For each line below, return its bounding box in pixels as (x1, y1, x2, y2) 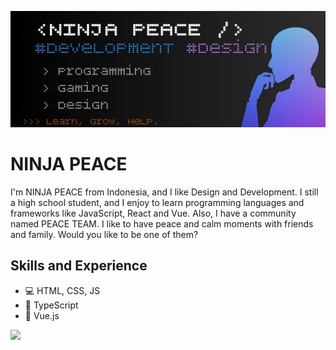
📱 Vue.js (24, 309, 60, 321)
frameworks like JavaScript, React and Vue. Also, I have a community (10, 207, 297, 219)
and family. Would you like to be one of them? (10, 228, 199, 240)
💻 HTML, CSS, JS (24, 284, 101, 296)
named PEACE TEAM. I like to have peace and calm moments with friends (10, 217, 314, 230)
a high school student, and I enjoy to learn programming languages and (10, 196, 305, 208)
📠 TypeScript (24, 299, 79, 311)
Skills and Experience (10, 257, 148, 275)
